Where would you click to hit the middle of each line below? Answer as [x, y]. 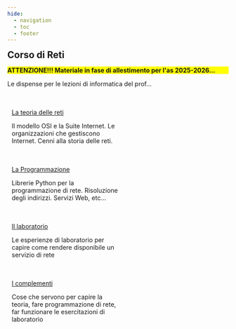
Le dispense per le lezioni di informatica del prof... [80, 84]
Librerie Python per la [43, 183]
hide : [15, 14]
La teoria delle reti [38, 112]
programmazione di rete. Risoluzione [65, 191]
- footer [26, 33]
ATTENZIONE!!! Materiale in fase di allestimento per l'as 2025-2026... [111, 70]
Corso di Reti [36, 55]
